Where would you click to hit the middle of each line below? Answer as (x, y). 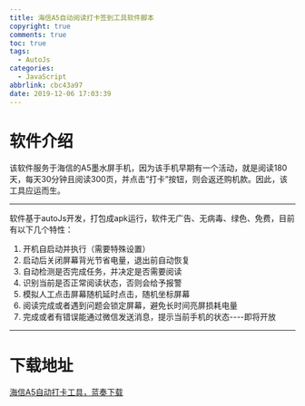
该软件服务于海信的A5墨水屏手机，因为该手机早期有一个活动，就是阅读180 (148, 168)
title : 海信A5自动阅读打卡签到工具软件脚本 (82, 18)
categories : (32, 69)
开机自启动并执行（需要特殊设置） (86, 249)
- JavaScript (42, 77)
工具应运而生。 (37, 190)
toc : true (28, 43)
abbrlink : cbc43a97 (46, 85)
